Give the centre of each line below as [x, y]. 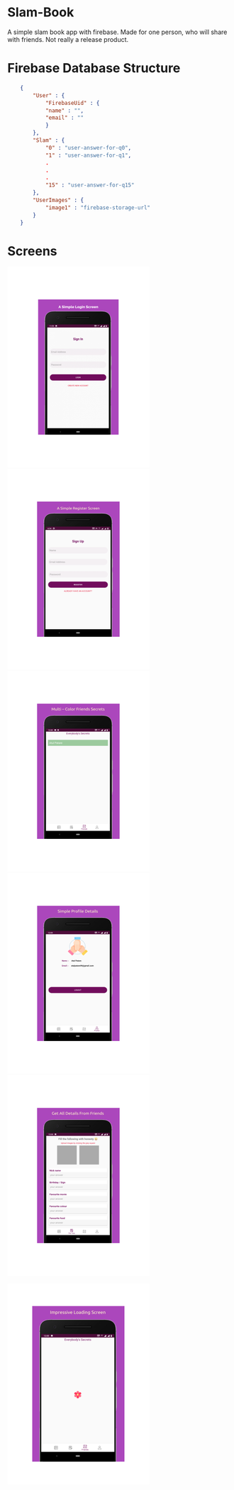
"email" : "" [64, 118]
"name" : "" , [64, 111]
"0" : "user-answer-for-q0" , [88, 148]
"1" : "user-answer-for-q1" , [88, 155]
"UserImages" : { [58, 200]
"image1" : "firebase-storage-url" [98, 207]
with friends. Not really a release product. [68, 39]
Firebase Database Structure [94, 68]
